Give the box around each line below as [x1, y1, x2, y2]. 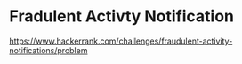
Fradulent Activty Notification [9, 6, 234, 27]
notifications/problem [9, 44, 88, 55]
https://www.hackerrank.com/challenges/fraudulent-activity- [9, 36, 233, 46]
